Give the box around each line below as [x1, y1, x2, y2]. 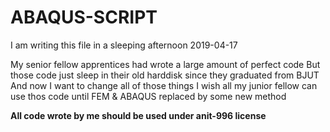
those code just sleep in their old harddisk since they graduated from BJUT [10, 69, 320, 81]
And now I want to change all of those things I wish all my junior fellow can [10, 79, 318, 91]
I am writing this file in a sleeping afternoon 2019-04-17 [10, 39, 238, 51]
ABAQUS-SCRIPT [10, 6, 158, 29]
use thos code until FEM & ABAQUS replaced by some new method [10, 90, 287, 102]
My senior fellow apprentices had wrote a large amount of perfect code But [10, 58, 321, 70]
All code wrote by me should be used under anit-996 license [10, 109, 267, 121]
